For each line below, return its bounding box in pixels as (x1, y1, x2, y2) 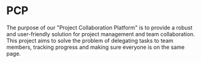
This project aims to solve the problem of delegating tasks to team (6, 37, 173, 44)
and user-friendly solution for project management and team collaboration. (6, 30, 195, 37)
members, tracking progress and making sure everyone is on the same (6, 43, 185, 51)
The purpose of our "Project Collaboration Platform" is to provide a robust (6, 24, 193, 31)
